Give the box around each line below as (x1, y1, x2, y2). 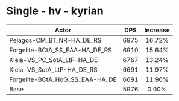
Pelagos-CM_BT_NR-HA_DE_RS (9, 36, 102, 44)
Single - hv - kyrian (6, 4, 104, 18)
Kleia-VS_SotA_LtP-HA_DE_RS (9, 65, 98, 73)
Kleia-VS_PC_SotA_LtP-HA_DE (9, 55, 98, 64)
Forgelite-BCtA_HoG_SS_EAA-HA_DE (9, 75, 117, 84)
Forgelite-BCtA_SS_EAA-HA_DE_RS (9, 46, 113, 54)
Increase (144, 26, 170, 34)
